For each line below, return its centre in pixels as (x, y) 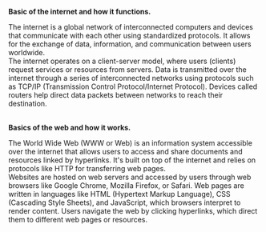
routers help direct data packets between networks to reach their (116, 95)
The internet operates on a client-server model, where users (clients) (122, 61)
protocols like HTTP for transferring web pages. (87, 168)
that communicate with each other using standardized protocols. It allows (129, 36)
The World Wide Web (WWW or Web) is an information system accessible (130, 143)
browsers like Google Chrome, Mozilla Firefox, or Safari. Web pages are (126, 186)
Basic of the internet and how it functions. (80, 12)
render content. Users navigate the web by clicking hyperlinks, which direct (133, 211)
